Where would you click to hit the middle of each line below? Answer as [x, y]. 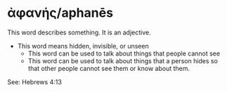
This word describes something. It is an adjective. [79, 32]
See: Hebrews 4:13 [34, 81]
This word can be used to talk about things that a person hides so [123, 60]
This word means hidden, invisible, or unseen [83, 46]
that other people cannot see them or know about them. [109, 68]
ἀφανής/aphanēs [60, 13]
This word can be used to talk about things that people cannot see [124, 53]
